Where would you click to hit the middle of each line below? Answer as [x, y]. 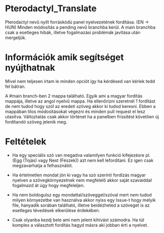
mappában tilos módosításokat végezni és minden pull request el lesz [75, 111]
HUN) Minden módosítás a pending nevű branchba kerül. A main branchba [80, 27]
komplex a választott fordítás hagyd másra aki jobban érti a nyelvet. [80, 225]
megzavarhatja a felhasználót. [43, 165]
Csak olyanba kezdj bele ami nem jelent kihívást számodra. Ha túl [78, 220]
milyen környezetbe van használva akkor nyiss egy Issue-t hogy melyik [84, 200]
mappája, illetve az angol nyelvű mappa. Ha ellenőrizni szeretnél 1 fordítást [80, 101]
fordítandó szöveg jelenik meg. [36, 122]
